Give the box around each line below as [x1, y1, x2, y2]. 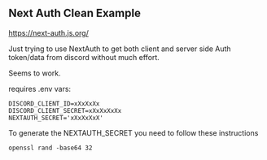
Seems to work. [8, 68, 61, 78]
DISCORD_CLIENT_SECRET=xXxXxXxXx [8, 106, 122, 115]
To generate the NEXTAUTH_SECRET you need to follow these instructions [8, 128, 259, 137]
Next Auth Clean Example [8, 6, 141, 20]
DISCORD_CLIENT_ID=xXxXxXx [8, 99, 100, 108]
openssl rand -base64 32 [8, 144, 93, 152]
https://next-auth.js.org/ [8, 28, 90, 37]
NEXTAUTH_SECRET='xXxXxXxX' [8, 114, 104, 122]
